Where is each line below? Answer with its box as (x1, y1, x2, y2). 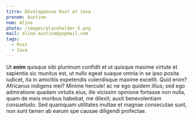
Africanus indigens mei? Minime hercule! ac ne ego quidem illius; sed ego (6, 82, 185, 89)
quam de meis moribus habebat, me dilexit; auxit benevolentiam (6, 95, 162, 102)
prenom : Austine (6, 14, 46, 20)
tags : (6, 36, 19, 42)
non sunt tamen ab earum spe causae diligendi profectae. (6, 107, 146, 114)
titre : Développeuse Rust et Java (6, 8, 91, 15)
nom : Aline (6, 20, 33, 25)
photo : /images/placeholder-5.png (6, 25, 91, 31)
